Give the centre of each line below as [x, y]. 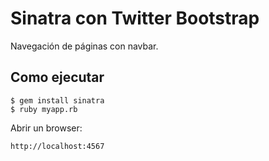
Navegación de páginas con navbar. [84, 46]
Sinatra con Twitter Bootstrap [135, 18]
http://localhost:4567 [57, 146]
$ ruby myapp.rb [44, 109]
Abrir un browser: [46, 128]
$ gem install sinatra [57, 100]
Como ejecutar [57, 77]
